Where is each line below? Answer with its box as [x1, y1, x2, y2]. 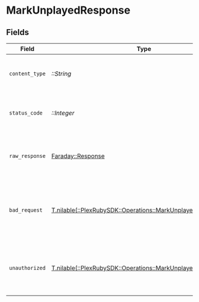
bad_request [9, 207, 43, 214]
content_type [9, 71, 46, 77]
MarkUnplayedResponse [6, 4, 131, 17]
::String [51, 69, 72, 78]
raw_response [9, 152, 46, 159]
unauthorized [9, 265, 46, 271]
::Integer [51, 109, 75, 117]
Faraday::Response [51, 152, 105, 160]
